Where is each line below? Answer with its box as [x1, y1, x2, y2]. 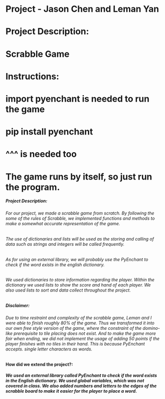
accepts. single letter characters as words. [5, 346, 93, 352]
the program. [5, 182, 60, 192]
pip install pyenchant [5, 126, 93, 137]
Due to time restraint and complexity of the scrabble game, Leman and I [5, 315, 152, 321]
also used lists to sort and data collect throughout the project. [5, 287, 131, 293]
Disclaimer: [5, 302, 30, 308]
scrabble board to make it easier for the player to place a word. [5, 388, 137, 394]
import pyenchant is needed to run [5, 93, 150, 104]
